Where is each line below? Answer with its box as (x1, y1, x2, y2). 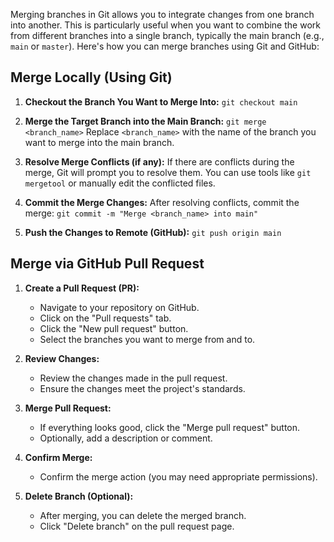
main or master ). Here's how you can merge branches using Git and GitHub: (10, 40, 320, 52)
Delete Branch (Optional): (24, 490, 134, 502)
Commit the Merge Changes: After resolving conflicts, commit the (24, 196, 300, 208)
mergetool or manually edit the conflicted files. (24, 177, 216, 189)
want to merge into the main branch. (24, 136, 175, 148)
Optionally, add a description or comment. (39, 432, 213, 444)
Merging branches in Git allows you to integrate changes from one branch (10, 9, 315, 20)
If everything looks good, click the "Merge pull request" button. (39, 421, 301, 433)
